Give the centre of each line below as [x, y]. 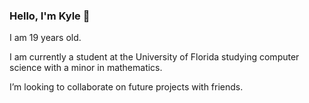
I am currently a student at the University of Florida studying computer [154, 57]
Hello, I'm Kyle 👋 [50, 16]
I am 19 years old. [45, 38]
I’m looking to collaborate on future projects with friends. [126, 87]
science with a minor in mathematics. [86, 68]
